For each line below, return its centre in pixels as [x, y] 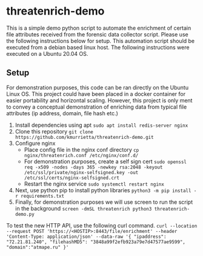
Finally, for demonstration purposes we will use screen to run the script [104, 202]
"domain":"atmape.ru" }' [38, 247]
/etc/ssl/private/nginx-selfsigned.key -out [81, 172]
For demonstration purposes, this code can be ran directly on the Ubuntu [98, 87]
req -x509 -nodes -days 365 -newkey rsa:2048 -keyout [93, 167]
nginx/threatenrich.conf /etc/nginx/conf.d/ [81, 155]
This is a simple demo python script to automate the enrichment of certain [99, 28]
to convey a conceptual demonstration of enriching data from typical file [97, 107]
